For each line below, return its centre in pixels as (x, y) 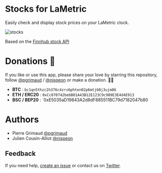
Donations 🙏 (30, 61)
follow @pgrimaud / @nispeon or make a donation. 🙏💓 (59, 80)
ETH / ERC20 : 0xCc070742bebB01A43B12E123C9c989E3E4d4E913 (73, 94)
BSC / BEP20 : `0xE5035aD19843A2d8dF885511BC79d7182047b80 (80, 100)
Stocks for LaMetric (46, 9)
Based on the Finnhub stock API (37, 41)
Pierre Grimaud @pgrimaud (40, 133)
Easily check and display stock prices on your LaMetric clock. (67, 22)
